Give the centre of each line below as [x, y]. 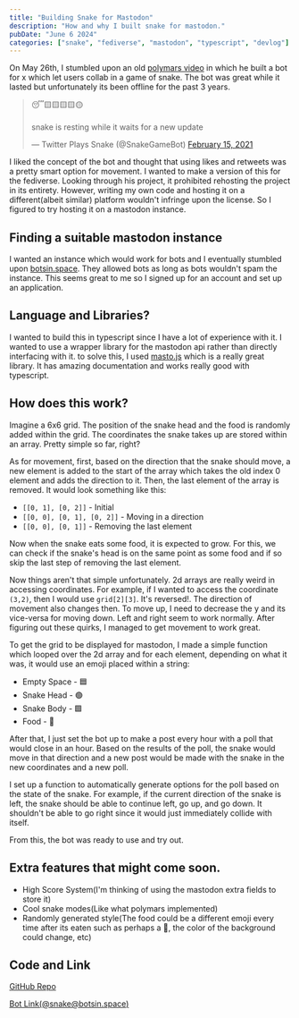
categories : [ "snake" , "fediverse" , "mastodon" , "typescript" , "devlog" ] [149, 42]
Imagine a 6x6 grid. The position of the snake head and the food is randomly [150, 425]
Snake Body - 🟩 [52, 708]
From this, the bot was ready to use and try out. [97, 840]
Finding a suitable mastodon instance [116, 238]
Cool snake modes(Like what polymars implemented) [120, 908]
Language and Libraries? [79, 315]
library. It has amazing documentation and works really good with [129, 365]
